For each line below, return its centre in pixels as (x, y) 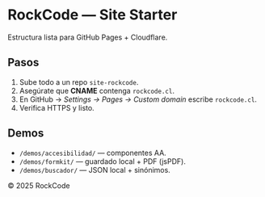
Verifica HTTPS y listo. (57, 107)
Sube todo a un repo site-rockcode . (79, 82)
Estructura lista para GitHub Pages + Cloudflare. (88, 37)
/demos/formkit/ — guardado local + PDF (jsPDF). (103, 161)
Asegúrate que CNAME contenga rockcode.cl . (97, 90)
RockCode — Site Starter (93, 15)
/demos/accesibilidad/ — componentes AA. (93, 153)
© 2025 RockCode (39, 185)
